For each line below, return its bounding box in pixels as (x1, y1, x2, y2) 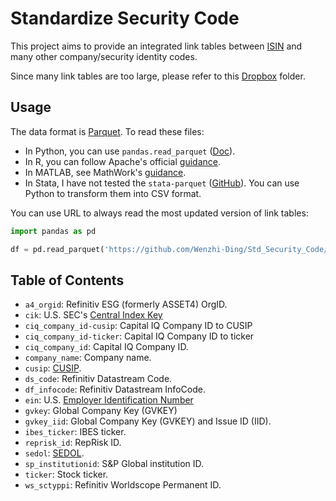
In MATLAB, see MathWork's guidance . (24, 166, 187, 178)
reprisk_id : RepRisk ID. (24, 437, 122, 449)
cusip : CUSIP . (24, 362, 82, 374)
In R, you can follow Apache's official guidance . (24, 155, 221, 167)
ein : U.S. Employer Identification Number (24, 394, 194, 406)
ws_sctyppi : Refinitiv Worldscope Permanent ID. (24, 479, 222, 491)
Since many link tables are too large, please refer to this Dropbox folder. (10, 70, 306, 82)
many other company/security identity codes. (10, 50, 198, 62)
